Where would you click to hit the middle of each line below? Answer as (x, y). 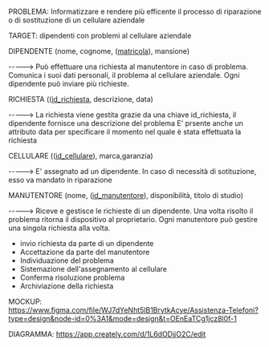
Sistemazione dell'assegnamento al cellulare (93, 269)
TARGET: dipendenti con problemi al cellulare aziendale (100, 36)
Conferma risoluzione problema (72, 277)
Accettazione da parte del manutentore (85, 252)
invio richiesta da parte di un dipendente (87, 243)
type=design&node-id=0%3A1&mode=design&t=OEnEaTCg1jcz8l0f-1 (122, 319)
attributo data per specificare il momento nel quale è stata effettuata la (125, 132)
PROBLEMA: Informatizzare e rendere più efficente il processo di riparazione (135, 12)
